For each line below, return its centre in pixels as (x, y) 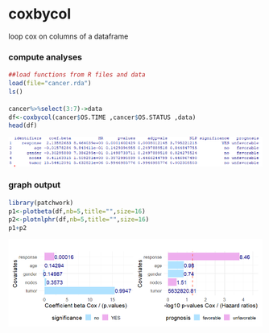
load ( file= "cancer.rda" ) (50, 84)
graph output (35, 185)
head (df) (23, 125)
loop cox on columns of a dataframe (68, 36)
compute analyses (46, 57)
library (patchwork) (41, 203)
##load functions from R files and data (77, 75)
